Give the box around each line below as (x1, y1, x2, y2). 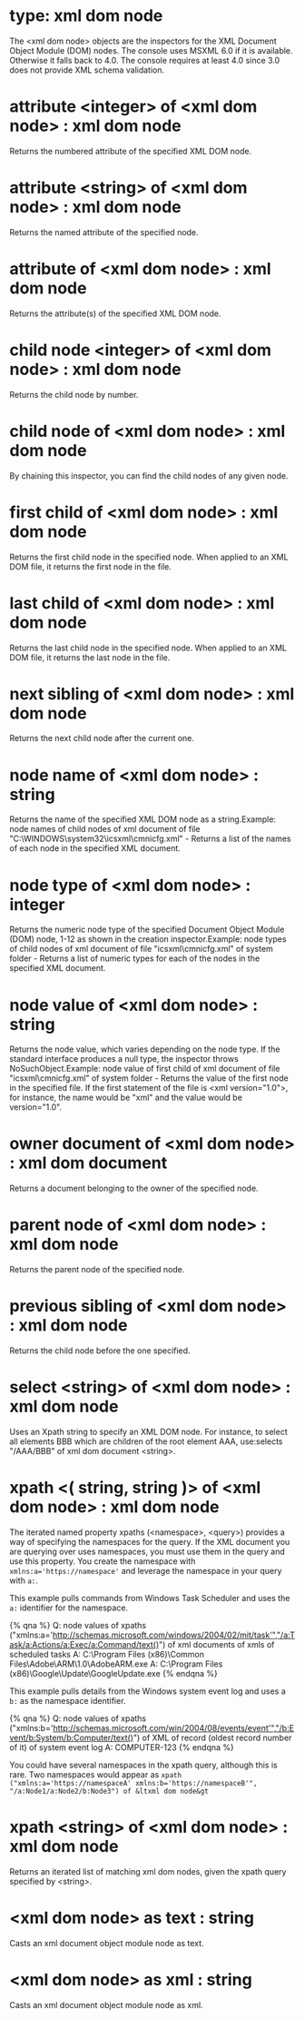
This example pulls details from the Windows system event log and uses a (9, 1686, 286, 1697)
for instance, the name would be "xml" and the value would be (9, 1092, 243, 1104)
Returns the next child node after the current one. (9, 733, 195, 744)
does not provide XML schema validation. (9, 64, 165, 75)
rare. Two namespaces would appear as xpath (9, 1768, 182, 1780)
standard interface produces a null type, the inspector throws (9, 1054, 239, 1064)
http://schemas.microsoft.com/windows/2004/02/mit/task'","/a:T (52, 1629, 296, 1640)
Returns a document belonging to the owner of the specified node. (9, 1183, 259, 1194)
